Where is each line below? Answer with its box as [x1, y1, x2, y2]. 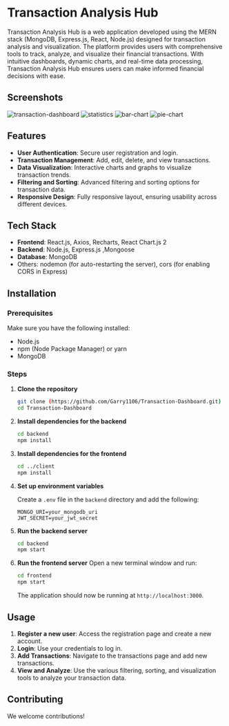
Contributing [7, 694, 63, 705]
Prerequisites [7, 308, 53, 318]
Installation [7, 287, 57, 299]
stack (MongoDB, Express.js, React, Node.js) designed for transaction [7, 35, 206, 43]
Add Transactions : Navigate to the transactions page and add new [17, 651, 208, 660]
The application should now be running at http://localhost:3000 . [17, 591, 204, 600]
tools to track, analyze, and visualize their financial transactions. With [7, 50, 204, 58]
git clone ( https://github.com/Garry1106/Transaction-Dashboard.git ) [17, 399, 222, 405]
